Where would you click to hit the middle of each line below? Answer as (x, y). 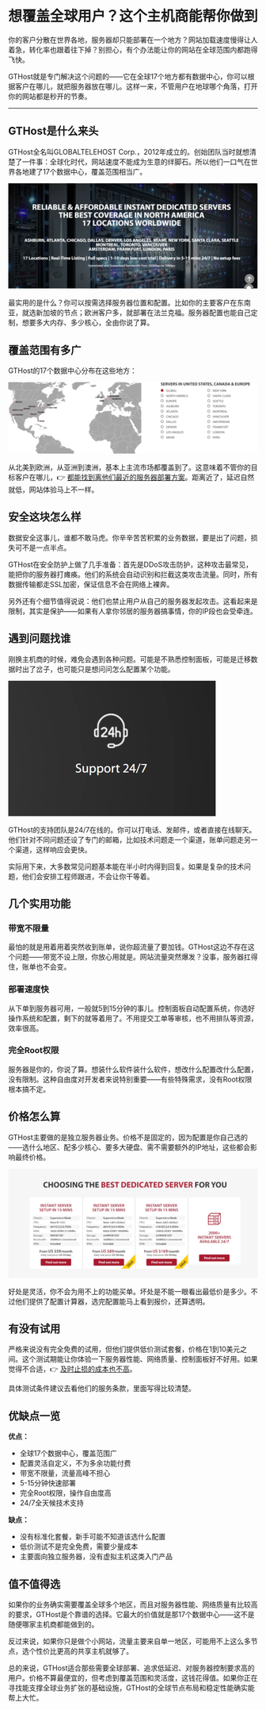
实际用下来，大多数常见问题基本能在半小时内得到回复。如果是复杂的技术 (126, 867)
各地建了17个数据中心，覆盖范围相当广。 (81, 171)
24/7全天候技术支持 (52, 1503)
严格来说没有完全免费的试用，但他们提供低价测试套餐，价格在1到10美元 (124, 1349)
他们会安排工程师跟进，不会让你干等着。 (88, 876)
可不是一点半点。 (43, 548)
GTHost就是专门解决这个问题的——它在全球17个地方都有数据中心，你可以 (128, 76)
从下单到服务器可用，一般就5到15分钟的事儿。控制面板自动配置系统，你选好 (132, 1008)
